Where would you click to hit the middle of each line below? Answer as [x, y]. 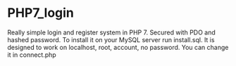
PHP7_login [41, 13]
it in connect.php [32, 55]
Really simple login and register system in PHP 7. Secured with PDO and [112, 32]
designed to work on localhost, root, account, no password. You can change [118, 47]
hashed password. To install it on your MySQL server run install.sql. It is [111, 39]
